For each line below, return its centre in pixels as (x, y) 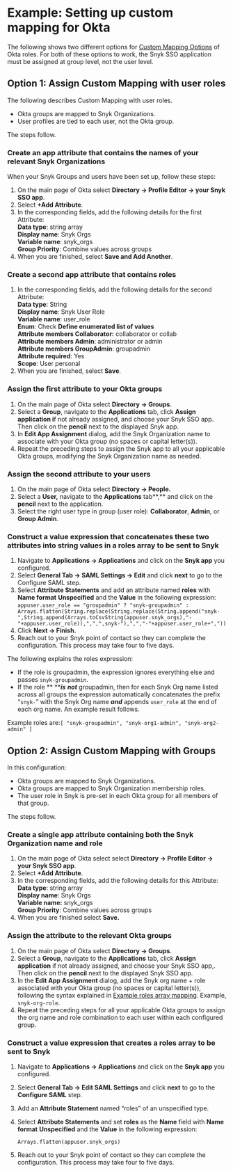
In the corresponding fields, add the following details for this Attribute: (118, 881)
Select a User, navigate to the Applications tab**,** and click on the (115, 496)
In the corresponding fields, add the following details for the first (110, 212)
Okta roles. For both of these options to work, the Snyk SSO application (110, 54)
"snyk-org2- (202, 724)
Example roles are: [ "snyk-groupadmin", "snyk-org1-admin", (95, 723)
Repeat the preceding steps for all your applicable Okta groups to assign (121, 1010)
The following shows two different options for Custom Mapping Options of (114, 47)
